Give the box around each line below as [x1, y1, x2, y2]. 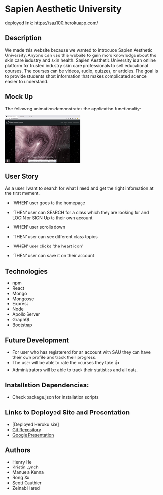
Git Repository [12, 426, 42, 433]
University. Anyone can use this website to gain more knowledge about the [5, 52, 157, 58]
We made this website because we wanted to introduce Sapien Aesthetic [5, 47, 153, 53]
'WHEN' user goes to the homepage [12, 200, 85, 206]
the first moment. [5, 191, 40, 196]
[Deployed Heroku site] [12, 421, 59, 427]
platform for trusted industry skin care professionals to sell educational [5, 62, 148, 68]
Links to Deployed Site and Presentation [5, 409, 130, 417]
